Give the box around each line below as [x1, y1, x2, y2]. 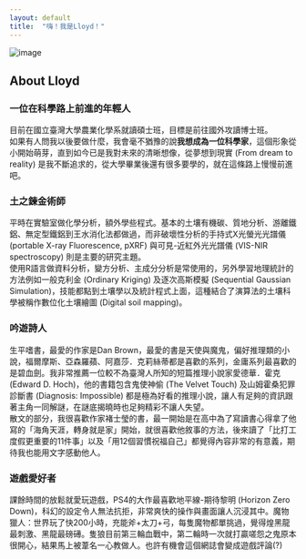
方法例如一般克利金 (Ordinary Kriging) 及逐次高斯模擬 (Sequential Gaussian [9, 274, 291, 285]
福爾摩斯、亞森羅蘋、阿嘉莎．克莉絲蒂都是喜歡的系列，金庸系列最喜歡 [25, 356, 289, 367]
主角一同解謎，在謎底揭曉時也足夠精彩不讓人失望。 [16, 401, 209, 412]
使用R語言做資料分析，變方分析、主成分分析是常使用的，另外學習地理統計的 [9, 263, 294, 274]
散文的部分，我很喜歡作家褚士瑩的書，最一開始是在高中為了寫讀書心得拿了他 [9, 412, 297, 423]
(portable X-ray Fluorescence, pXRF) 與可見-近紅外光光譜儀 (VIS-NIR [9, 240, 269, 251]
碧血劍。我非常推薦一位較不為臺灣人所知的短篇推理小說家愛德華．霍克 [16, 367, 280, 378]
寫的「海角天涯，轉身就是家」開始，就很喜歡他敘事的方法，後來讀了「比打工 [9, 424, 297, 435]
